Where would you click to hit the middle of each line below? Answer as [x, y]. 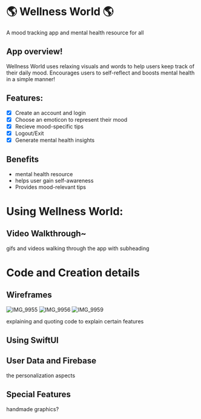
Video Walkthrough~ [46, 234]
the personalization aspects [41, 375]
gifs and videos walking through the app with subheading [78, 248]
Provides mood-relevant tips [51, 187]
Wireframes [29, 295]
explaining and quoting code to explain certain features [75, 321]
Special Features [39, 394]
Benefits [23, 160]
